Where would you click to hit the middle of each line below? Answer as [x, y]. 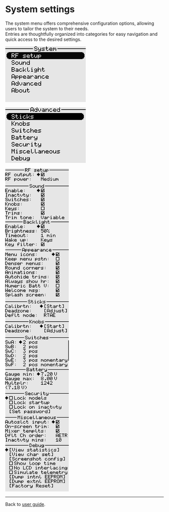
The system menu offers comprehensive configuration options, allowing [80, 23]
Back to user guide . [25, 504]
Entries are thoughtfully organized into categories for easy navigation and [81, 34]
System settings [40, 9]
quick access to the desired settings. [43, 39]
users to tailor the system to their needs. [47, 28]
